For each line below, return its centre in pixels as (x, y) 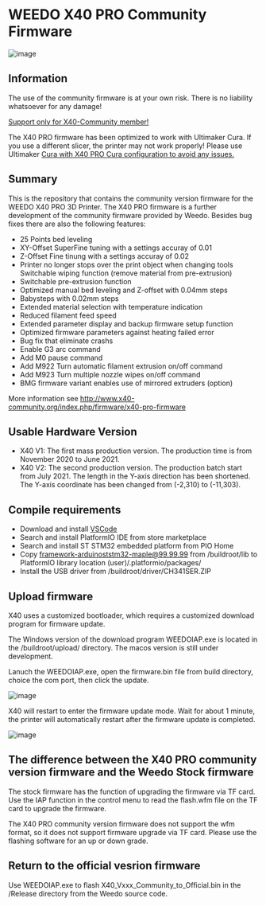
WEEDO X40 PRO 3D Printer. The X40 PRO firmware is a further (112, 207)
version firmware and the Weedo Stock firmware (131, 773)
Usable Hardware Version (73, 432)
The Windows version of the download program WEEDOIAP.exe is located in (133, 639)
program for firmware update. (57, 624)
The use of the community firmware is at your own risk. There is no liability (131, 98)
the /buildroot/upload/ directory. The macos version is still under (114, 648)
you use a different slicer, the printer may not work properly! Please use (125, 146)
